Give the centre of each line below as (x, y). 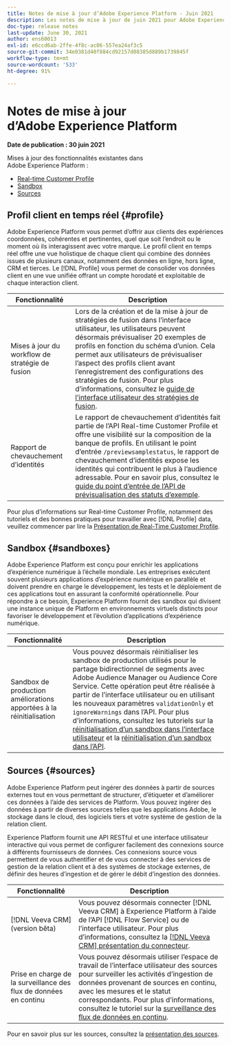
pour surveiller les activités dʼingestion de (145, 973)
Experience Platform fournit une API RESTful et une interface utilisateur (108, 837)
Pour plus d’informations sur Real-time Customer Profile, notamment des (110, 512)
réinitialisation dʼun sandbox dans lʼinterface (143, 729)
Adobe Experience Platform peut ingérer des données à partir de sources (111, 787)
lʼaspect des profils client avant (125, 363)
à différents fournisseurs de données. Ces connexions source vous (102, 852)
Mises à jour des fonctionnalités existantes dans (75, 158)
